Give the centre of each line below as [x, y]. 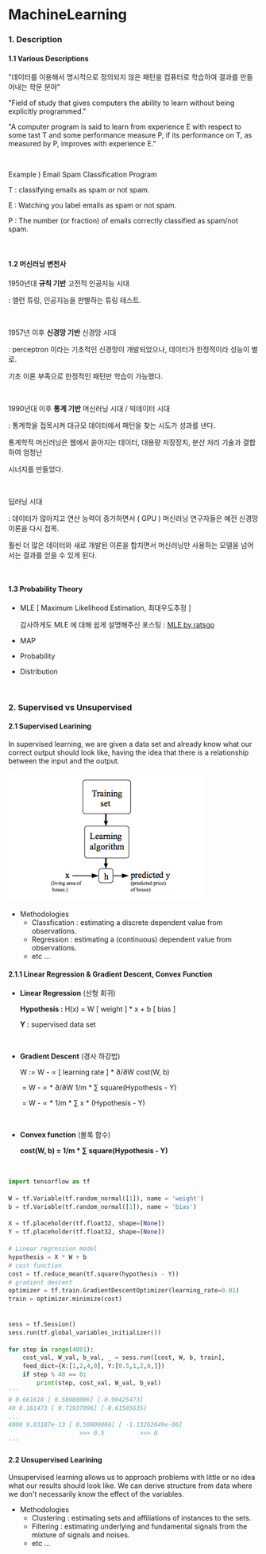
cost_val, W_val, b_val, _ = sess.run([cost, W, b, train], [124, 1358]
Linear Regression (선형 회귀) [68, 993]
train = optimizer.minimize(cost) [66, 1299]
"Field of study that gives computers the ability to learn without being [121, 103]
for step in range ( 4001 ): [51, 1350]
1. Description [35, 40]
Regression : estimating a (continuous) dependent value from [132, 939]
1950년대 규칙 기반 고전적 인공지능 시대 [69, 283]
